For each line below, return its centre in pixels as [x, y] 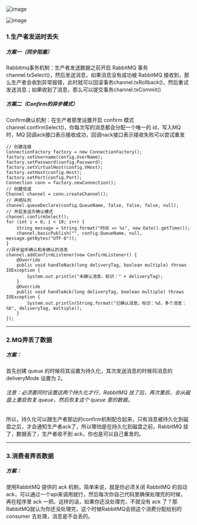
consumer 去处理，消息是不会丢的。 [50, 516]
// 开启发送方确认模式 [30, 212]
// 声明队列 [19, 200]
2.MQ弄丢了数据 [29, 340]
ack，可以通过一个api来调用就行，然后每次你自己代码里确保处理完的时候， [96, 494]
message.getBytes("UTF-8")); [42, 238]
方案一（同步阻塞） [29, 52]
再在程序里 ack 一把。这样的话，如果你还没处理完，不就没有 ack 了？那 [92, 502]
